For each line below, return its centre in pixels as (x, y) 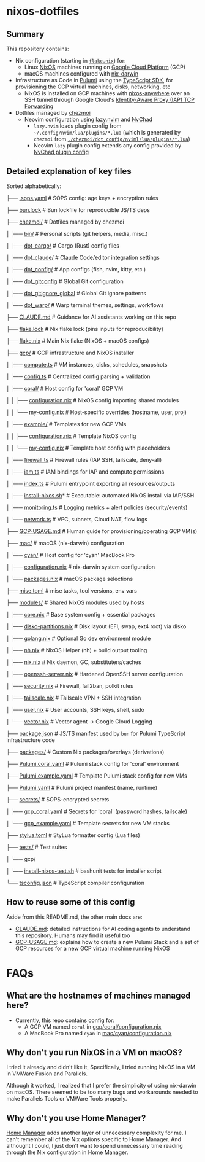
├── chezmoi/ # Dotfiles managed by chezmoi (65, 222)
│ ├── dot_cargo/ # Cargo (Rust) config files (63, 245)
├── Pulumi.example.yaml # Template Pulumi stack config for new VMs (97, 776)
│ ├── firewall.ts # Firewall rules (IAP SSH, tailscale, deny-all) (84, 459)
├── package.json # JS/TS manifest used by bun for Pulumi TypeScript (96, 733)
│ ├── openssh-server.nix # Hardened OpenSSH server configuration (95, 674)
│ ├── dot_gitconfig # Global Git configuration (65, 281)
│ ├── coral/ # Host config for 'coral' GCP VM (65, 388)
